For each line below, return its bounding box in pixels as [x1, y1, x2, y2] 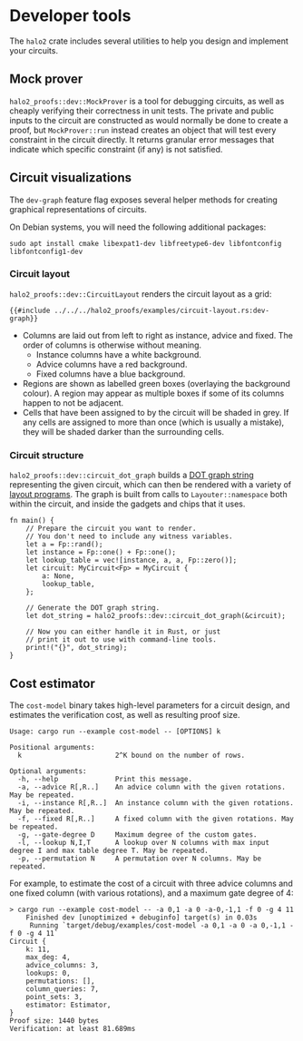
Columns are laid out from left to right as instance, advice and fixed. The [22, 329, 293, 340]
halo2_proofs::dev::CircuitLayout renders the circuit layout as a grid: [9, 288, 272, 300]
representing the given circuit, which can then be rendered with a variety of [9, 479, 292, 490]
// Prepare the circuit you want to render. [25, 524, 197, 534]
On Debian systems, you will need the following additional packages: [9, 221, 267, 232]
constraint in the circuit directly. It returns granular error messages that [9, 133, 275, 145]
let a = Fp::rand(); [25, 540, 103, 549]
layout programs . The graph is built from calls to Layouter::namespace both [9, 489, 288, 500]
